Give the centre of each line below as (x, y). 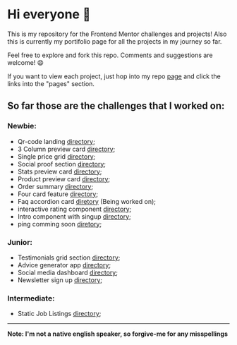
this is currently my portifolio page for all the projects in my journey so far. (115, 41)
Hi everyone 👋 (49, 14)
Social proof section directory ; (61, 164)
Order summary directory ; (55, 186)
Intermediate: (31, 298)
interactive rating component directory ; (74, 209)
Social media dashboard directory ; (68, 272)
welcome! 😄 (26, 62)
